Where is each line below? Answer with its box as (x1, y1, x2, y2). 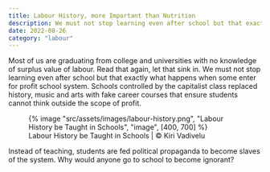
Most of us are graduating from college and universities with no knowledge (8, 56, 257, 66)
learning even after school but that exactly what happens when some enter (8, 73, 257, 82)
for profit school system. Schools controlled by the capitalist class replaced (8, 82, 258, 91)
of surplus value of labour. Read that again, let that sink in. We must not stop (8, 65, 261, 74)
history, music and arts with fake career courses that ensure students (8, 90, 239, 100)
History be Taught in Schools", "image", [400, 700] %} (28, 122, 208, 132)
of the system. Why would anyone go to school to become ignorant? (8, 155, 235, 165)
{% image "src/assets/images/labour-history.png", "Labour (28, 114, 224, 124)
